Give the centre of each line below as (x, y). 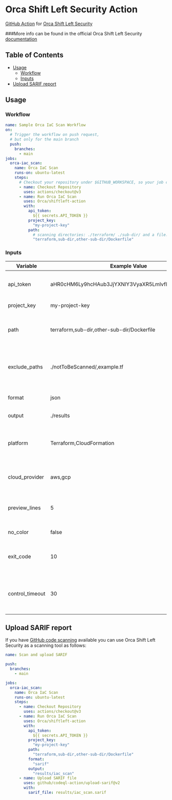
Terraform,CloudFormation (82, 443)
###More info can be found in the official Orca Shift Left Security (74, 33)
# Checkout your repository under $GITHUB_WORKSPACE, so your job (91, 182)
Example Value (128, 266)
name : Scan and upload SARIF (36, 655)
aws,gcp (61, 477)
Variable (27, 266)
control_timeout (27, 593)
